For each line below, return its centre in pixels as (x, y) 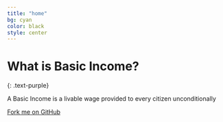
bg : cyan (20, 20)
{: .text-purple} (28, 86)
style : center (27, 33)
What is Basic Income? (73, 66)
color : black (26, 26)
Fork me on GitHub (34, 112)
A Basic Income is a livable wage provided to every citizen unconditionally (111, 99)
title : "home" (27, 13)
